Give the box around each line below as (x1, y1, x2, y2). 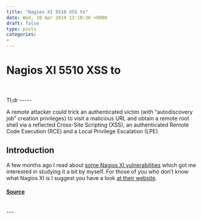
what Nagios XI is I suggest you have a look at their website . (6, 174, 157, 181)
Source (6, 188, 26, 195)
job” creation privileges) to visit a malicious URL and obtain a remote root (6, 114, 190, 122)
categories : (6, 32, 37, 38)
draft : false (6, 20, 40, 26)
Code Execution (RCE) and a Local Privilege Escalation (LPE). (6, 127, 160, 134)
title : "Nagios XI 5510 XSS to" (6, 9, 88, 15)
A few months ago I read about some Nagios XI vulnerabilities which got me (6, 161, 197, 169)
